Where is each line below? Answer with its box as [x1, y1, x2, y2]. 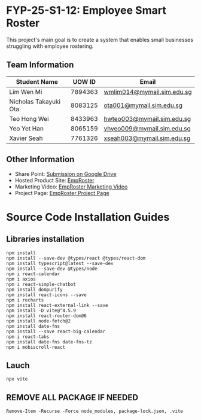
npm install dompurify [6, 287, 63, 293]
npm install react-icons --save [6, 291, 87, 298]
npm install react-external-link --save [6, 302, 109, 308]
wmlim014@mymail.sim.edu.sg [103, 87, 192, 96]
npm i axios [6, 276, 36, 282]
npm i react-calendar [6, 270, 60, 277]
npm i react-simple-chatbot [6, 281, 77, 287]
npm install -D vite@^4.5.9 [6, 308, 77, 314]
